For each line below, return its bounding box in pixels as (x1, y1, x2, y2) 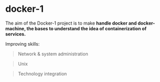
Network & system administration (17, 51, 88, 57)
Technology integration (17, 70, 67, 77)
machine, (5, 25, 26, 31)
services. (5, 31, 26, 37)
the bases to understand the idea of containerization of (26, 25, 147, 31)
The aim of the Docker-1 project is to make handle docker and (5, 20, 137, 26)
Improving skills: (5, 40, 40, 47)
